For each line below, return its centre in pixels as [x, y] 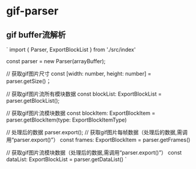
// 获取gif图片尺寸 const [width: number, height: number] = [79, 74]
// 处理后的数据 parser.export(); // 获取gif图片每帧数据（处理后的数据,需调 [97, 132]
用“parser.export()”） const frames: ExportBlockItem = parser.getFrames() [98, 140]
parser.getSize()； [29, 81]
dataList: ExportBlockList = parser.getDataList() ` [66, 159]
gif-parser [32, 11]
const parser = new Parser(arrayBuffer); [56, 61]
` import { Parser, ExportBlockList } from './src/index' [71, 50]
